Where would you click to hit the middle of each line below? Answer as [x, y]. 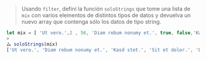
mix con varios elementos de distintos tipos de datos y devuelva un [106, 15]
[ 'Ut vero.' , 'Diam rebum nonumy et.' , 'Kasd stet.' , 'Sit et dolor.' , [100, 50]
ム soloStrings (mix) [32, 44]
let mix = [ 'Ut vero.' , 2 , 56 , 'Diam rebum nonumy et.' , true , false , [100, 33]
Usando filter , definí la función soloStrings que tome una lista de [106, 9]
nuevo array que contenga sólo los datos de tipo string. [91, 22]
